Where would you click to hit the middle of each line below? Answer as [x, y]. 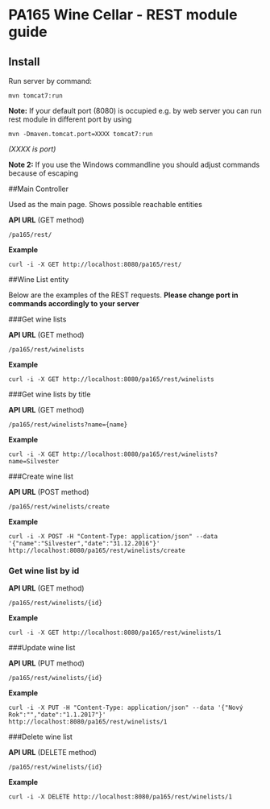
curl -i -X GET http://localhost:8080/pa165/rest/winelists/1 [115, 633]
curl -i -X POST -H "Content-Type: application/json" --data [113, 537]
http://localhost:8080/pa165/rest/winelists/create [97, 550]
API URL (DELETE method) [52, 753]
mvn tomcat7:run [35, 96]
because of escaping [44, 173]
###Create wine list [41, 476]
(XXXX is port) [32, 149]
